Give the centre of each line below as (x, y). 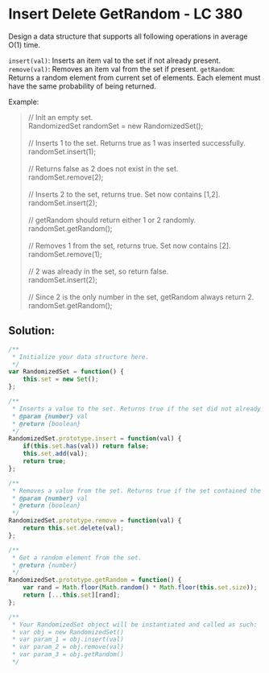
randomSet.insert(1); (62, 151)
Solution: (31, 331)
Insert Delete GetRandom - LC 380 (126, 14)
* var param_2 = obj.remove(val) (68, 647)
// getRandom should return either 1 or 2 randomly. (112, 220)
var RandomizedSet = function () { (66, 372)
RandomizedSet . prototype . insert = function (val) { (95, 439)
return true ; (45, 461)
